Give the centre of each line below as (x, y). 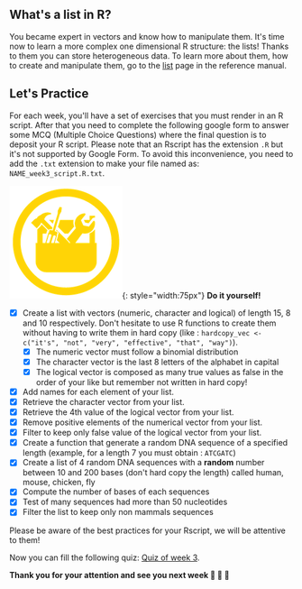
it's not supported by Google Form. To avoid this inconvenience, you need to (151, 153)
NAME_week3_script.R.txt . (57, 173)
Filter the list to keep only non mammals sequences (118, 512)
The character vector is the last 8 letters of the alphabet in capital (157, 362)
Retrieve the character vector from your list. (103, 401)
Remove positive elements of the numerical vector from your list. (142, 422)
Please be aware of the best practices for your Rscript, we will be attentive (147, 530)
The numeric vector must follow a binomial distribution (137, 352)
